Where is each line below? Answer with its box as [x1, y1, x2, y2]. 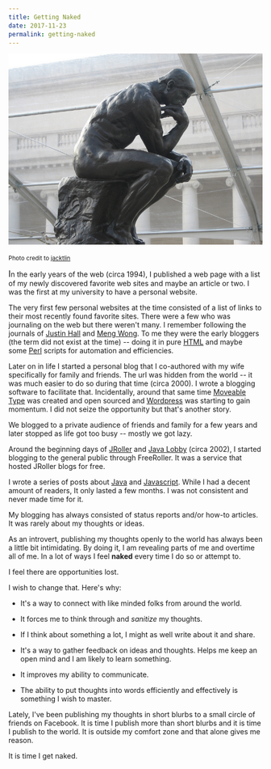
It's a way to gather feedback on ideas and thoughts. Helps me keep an [19, 645, 258, 655]
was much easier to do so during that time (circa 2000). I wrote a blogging [8, 378, 256, 388]
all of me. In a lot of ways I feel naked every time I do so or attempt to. [8, 551, 241, 561]
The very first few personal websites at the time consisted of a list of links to [8, 303, 262, 313]
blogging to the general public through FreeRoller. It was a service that [8, 453, 242, 463]
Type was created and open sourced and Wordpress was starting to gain [8, 396, 251, 406]
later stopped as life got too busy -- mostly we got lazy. [8, 429, 193, 438]
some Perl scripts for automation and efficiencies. [8, 346, 174, 356]
